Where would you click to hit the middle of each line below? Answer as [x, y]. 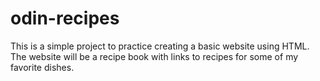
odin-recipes [65, 18]
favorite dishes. [42, 67]
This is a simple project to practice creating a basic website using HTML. [160, 46]
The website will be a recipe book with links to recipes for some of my [154, 56]
